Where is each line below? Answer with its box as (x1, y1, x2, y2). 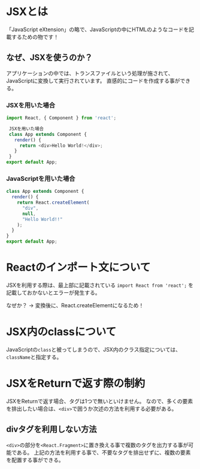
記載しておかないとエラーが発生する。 (6, 289, 101, 296)
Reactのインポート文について (6, 261, 151, 274)
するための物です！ (11, 33, 59, 40)
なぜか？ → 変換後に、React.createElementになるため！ (6, 302, 144, 309)
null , (22, 210, 36, 217)
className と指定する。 (6, 353, 62, 361)
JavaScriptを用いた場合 (6, 174, 75, 183)
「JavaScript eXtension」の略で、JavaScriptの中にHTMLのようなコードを (6, 26, 189, 33)
